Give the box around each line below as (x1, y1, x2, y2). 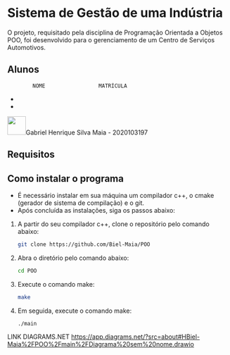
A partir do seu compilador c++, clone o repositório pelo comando (17, 220, 210, 228)
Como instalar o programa (7, 173, 124, 185)
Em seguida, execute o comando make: (17, 306, 132, 315)
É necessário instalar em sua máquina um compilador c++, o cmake (17, 191, 215, 199)
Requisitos (7, 149, 55, 161)
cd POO (17, 267, 37, 274)
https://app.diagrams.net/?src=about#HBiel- (71, 332, 200, 341)
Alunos (7, 63, 40, 75)
